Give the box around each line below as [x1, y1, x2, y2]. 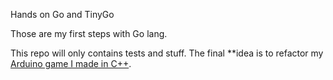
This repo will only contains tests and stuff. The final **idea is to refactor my [10, 47, 324, 59]
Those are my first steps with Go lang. [10, 28, 168, 39]
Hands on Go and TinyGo [10, 9, 115, 20]
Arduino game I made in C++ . [10, 58, 132, 69]
